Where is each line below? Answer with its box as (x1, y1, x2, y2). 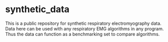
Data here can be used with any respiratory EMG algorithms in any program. (5, 25, 164, 31)
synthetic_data (5, 4, 70, 15)
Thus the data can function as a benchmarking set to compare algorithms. (5, 31, 160, 37)
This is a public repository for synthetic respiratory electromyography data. (5, 20, 162, 26)
